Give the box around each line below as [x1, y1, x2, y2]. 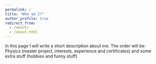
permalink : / [5, 7, 31, 12]
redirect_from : [5, 20, 36, 26]
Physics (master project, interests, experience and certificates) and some [5, 48, 152, 54]
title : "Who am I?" [5, 12, 45, 16]
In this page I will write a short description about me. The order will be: [5, 43, 146, 48]
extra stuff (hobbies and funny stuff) [5, 53, 78, 59]
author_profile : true [5, 16, 49, 21]
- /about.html [9, 30, 38, 34]
